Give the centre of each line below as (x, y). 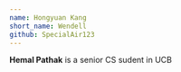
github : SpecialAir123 (52, 34)
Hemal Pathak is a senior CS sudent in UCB (90, 60)
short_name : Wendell (48, 26)
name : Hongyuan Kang (48, 18)
